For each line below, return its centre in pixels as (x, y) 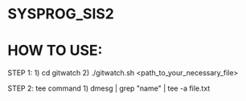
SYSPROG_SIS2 (61, 14)
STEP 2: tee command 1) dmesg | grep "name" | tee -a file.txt (109, 88)
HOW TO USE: (55, 51)
